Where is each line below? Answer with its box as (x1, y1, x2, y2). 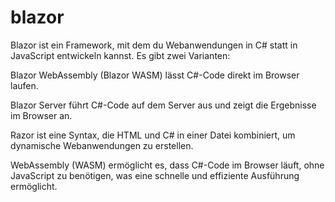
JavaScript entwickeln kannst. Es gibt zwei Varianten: (10, 49, 231, 61)
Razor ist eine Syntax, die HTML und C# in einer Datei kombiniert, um (10, 129, 296, 141)
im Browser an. (10, 109, 73, 121)
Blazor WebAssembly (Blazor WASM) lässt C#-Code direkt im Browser (10, 69, 300, 81)
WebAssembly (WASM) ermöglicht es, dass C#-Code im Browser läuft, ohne (10, 159, 325, 171)
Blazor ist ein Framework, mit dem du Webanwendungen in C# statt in (10, 39, 298, 51)
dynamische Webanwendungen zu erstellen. (10, 139, 194, 151)
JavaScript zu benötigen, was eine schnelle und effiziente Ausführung (10, 169, 300, 181)
